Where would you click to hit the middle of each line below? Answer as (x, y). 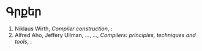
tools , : (23, 41)
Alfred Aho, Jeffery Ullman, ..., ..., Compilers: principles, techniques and (105, 35)
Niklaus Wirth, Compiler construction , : (63, 29)
